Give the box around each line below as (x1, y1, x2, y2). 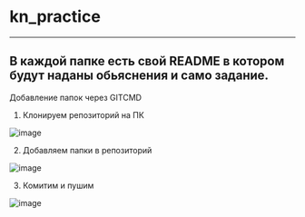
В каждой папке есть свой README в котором (9, 54, 285, 69)
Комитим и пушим (22, 180, 94, 191)
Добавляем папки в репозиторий (22, 144, 152, 155)
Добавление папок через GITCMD (9, 92, 143, 103)
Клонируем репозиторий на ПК (22, 109, 145, 120)
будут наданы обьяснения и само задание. (9, 68, 270, 84)
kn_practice (9, 6, 102, 27)
